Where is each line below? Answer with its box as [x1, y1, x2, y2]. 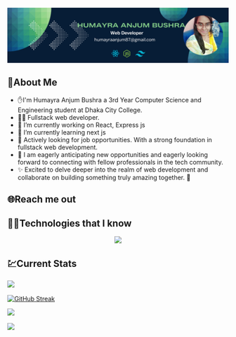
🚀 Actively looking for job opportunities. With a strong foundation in [17, 135, 213, 144]
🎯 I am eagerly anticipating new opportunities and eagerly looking [17, 150, 209, 158]
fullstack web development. [17, 143, 98, 151]
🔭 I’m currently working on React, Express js [17, 121, 145, 129]
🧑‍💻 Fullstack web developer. [17, 113, 100, 121]
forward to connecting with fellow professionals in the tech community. [17, 158, 223, 166]
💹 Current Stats [7, 258, 77, 270]
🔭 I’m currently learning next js [17, 128, 107, 137]
